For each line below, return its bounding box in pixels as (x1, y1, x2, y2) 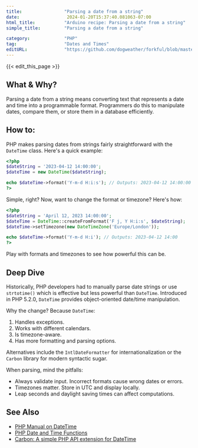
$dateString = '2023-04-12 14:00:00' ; (6, 164, 101, 170)
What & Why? (6, 80, 57, 90)
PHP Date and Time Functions (14, 429, 88, 436)
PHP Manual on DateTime (14, 423, 77, 430)
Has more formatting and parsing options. (14, 337, 117, 344)
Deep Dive (6, 267, 45, 277)
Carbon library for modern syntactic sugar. (6, 354, 108, 362)
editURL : (6, 47, 28, 53)
